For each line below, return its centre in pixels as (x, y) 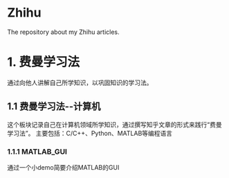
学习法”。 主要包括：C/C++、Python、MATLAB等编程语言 (90, 133)
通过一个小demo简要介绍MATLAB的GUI (63, 167)
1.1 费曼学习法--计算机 (54, 106)
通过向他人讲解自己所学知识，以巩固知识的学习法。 (80, 82)
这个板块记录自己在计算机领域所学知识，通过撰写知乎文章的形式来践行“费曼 (115, 124)
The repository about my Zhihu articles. (63, 32)
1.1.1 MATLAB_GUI (37, 152)
